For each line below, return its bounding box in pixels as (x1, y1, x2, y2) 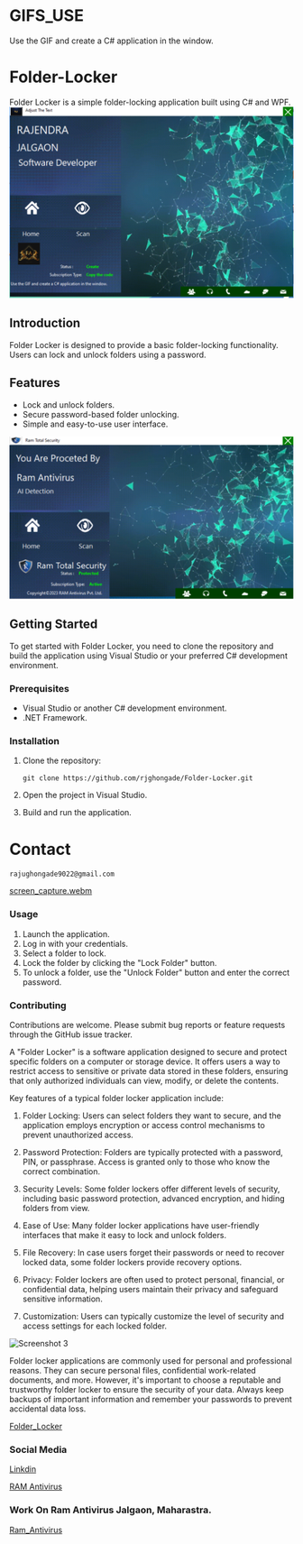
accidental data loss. (9, 1403, 87, 1414)
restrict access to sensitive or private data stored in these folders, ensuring (9, 1065, 289, 1076)
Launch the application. (22, 928, 110, 939)
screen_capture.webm (9, 886, 93, 896)
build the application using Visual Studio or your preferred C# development (9, 650, 289, 661)
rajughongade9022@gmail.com (9, 869, 115, 879)
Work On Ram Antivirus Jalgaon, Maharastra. (9, 1503, 212, 1516)
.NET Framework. (22, 712, 87, 723)
